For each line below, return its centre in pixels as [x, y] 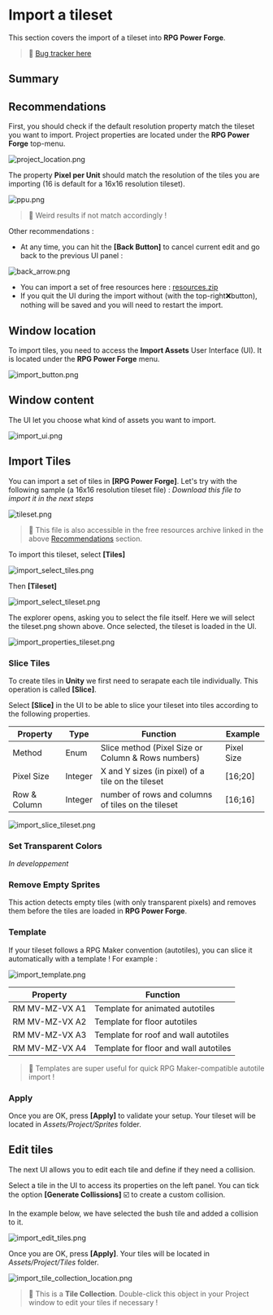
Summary [34, 79]
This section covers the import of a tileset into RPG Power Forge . [117, 37]
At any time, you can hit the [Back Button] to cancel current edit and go [140, 247]
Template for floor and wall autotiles [163, 1048]
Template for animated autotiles [155, 1008]
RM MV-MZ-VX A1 [50, 1008]
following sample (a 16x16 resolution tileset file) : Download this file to [125, 490]
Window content [52, 400]
